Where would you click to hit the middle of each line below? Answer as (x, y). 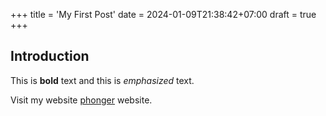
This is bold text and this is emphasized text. (102, 80)
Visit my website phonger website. (81, 100)
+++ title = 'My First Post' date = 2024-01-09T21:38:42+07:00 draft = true (163, 14)
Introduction (50, 56)
